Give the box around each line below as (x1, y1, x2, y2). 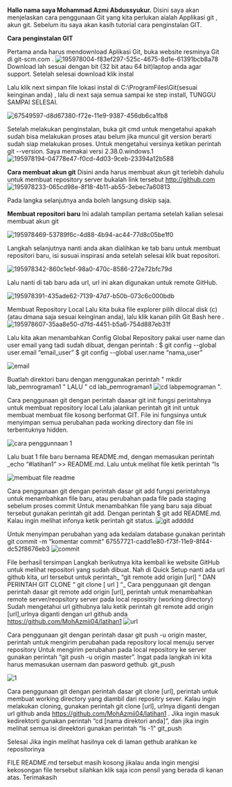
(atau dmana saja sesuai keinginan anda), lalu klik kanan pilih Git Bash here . (7, 313, 224, 321)
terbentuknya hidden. (7, 425, 69, 434)
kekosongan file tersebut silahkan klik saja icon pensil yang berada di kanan (7, 766, 224, 774)
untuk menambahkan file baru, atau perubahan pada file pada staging (7, 494, 206, 503)
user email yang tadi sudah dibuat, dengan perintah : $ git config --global (7, 341, 217, 349)
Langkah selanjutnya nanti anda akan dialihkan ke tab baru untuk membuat (7, 244, 221, 252)
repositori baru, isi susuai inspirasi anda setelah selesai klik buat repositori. (7, 252, 220, 259)
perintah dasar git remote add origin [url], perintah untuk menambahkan (7, 587, 213, 596)
